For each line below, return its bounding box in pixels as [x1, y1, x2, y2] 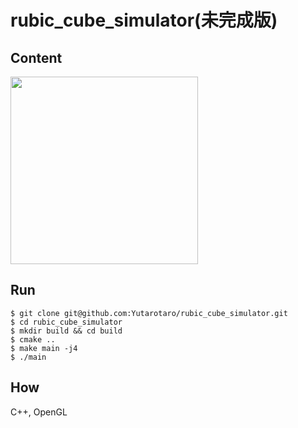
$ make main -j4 [10, 343, 78, 353]
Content [10, 49, 63, 66]
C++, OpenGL [10, 406, 68, 418]
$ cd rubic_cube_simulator [10, 317, 123, 327]
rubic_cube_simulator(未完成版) [10, 9, 278, 32]
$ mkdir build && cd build [10, 326, 123, 336]
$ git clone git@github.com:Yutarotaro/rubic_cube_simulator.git [10, 308, 288, 318]
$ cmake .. [10, 334, 56, 345]
